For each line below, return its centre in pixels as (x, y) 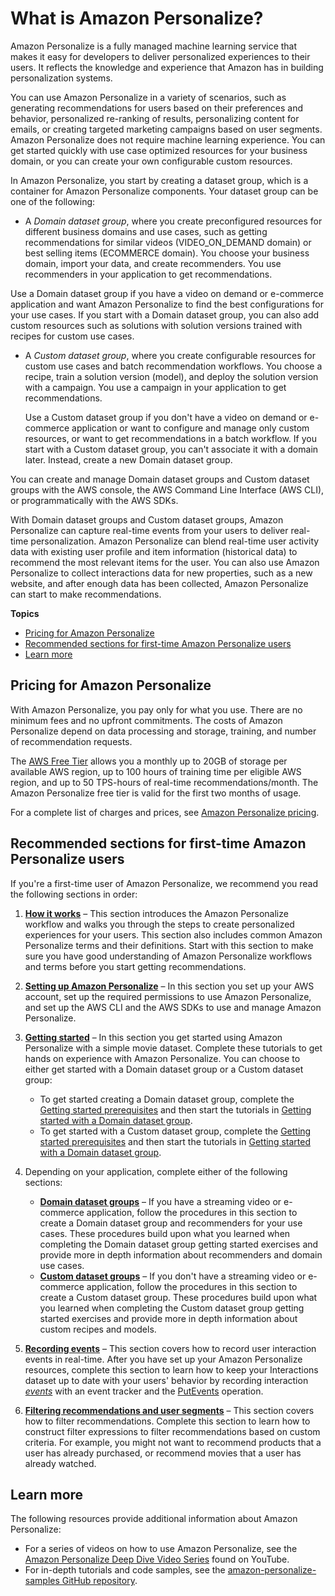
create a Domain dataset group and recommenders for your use (171, 1223)
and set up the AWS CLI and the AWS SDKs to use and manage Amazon (173, 1007)
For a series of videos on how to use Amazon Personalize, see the (161, 1549)
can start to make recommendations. (86, 594)
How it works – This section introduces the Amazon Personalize (156, 913)
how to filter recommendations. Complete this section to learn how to (167, 1421)
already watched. (60, 1463)
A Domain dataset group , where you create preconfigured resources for (173, 221)
